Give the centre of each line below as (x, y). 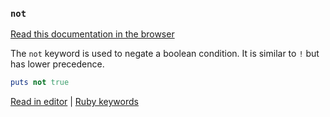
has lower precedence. (57, 64)
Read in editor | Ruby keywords (74, 102)
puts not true (40, 83)
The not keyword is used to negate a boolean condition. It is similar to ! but (165, 54)
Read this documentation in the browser (92, 34)
